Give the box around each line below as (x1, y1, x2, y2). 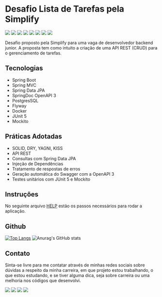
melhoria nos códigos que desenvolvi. (5, 278, 81, 283)
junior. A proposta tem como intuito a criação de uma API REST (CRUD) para (5, 45, 158, 50)
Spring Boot (12, 77, 36, 83)
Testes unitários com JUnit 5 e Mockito (12, 176, 91, 182)
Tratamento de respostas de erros (12, 166, 81, 172)
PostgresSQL (12, 98, 39, 103)
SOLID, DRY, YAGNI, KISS (12, 145, 63, 151)
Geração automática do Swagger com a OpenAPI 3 (12, 171, 114, 177)
